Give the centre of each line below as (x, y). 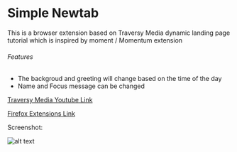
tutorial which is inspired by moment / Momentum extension (95, 40)
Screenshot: (25, 127)
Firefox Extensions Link (42, 114)
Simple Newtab (53, 13)
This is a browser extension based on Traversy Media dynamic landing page (119, 33)
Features (20, 56)
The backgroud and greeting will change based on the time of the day (120, 79)
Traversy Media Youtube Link (50, 100)
